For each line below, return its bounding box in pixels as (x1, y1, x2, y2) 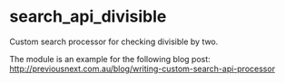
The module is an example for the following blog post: (9, 53, 211, 64)
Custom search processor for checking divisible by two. (9, 36, 219, 47)
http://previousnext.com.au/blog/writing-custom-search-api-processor (9, 63, 275, 74)
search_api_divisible (9, 6, 167, 27)
